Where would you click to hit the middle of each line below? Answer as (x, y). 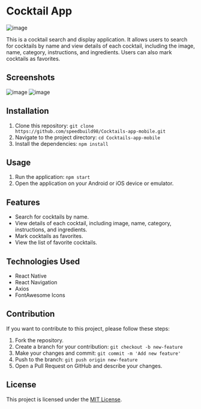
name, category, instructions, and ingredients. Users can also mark (89, 52)
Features (23, 202)
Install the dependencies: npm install (61, 143)
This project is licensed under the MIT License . (64, 399)
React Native (31, 276)
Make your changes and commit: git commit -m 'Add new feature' (98, 353)
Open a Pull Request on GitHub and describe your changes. (88, 366)
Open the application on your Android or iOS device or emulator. (94, 183)
